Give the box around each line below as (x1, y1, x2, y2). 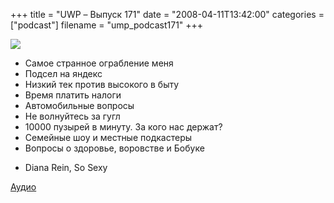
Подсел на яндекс (24, 68, 103, 79)
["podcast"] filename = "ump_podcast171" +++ (10, 19, 204, 31)
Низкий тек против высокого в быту (24, 79, 180, 90)
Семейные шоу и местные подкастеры (24, 132, 193, 143)
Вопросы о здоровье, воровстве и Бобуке (24, 142, 205, 154)
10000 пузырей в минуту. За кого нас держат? (24, 121, 223, 133)
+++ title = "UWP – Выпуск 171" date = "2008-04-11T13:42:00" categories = (10, 9, 325, 20)
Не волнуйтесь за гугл (24, 110, 121, 122)
